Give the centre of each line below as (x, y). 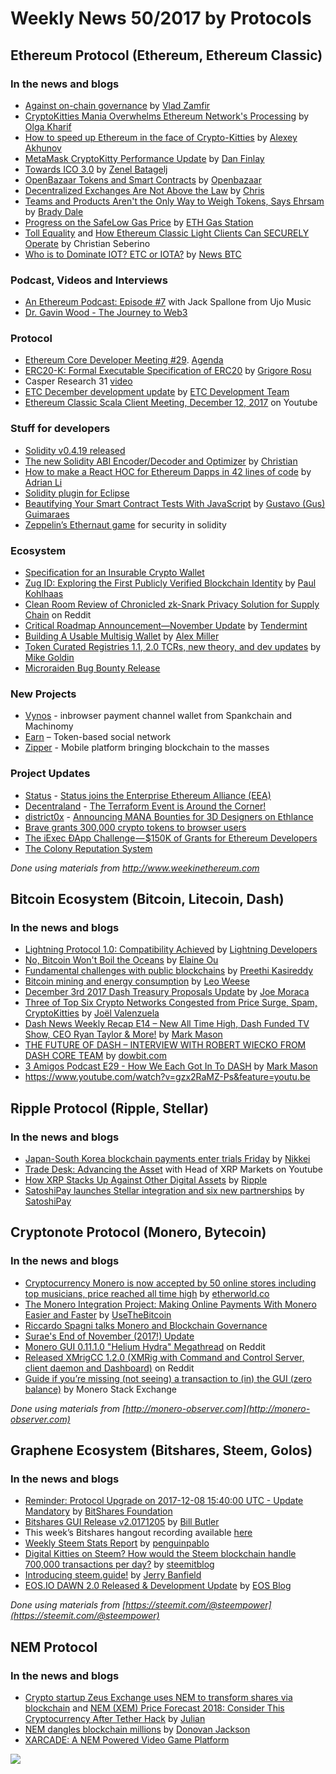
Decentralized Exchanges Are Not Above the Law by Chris (144, 190)
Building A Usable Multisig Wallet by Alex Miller (122, 636)
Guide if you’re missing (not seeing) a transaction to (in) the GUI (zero (168, 1378)
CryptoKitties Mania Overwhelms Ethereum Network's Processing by (167, 116)
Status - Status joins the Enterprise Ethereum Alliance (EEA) (148, 795)
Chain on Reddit (58, 615)
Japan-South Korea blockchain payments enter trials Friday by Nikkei (167, 1159)
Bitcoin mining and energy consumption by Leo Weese (137, 981)
